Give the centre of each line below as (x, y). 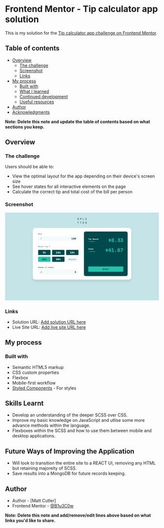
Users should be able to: (30, 167)
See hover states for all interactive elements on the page (69, 186)
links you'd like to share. (30, 521)
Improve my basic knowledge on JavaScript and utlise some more (78, 420)
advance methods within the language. (51, 425)
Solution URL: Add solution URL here (49, 322)
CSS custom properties (36, 372)
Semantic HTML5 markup (38, 367)
